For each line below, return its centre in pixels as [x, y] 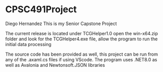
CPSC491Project [41, 9]
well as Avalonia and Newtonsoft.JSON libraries [55, 65]
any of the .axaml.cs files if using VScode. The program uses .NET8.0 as [81, 59]
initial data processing [29, 44]
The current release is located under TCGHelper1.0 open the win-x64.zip [82, 33]
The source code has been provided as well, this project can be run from [81, 54]
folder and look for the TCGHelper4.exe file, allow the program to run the [81, 39]
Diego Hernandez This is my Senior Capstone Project [61, 23]
